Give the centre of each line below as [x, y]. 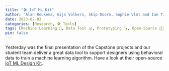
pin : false [17, 33]
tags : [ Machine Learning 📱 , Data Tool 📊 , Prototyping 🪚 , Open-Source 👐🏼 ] [86, 28]
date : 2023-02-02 [23, 19]
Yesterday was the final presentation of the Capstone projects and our [78, 47]
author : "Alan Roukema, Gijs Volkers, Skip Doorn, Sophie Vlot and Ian [82, 14]
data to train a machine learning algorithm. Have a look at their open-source [84, 58]
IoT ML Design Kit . [24, 63]
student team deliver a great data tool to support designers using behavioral [84, 52]
